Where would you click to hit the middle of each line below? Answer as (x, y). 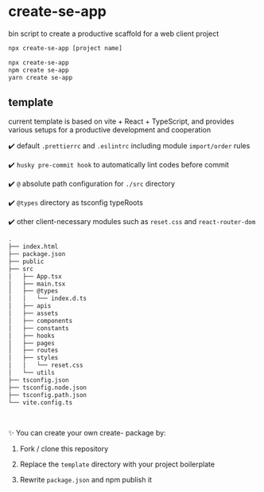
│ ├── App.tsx (35, 276)
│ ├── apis (30, 306)
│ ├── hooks (32, 336)
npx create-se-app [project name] (66, 48)
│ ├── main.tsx (37, 284)
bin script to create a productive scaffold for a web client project (114, 33)
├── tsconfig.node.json (48, 388)
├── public (26, 262)
